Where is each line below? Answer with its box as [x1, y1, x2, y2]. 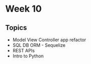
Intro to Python [12, 53, 44, 59]
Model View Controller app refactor [12, 37, 86, 43]
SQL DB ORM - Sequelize [12, 42, 66, 48]
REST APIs [12, 48, 35, 53]
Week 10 [5, 3, 42, 15]
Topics [5, 23, 27, 32]
